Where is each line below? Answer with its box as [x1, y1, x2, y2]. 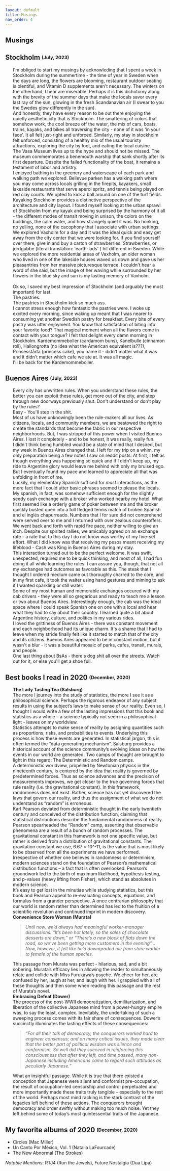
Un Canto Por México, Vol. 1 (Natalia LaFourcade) [12, 1144, 116, 1151]
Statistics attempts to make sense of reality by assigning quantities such [12, 724, 164, 731]
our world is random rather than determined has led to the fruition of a [12, 903, 160, 909]
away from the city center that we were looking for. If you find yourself [12, 235, 160, 241]
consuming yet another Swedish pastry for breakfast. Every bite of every [12, 316, 165, 322]
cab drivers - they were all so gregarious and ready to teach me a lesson [12, 593, 165, 600]
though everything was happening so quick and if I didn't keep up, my [12, 458, 159, 464]
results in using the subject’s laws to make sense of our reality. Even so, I [12, 703, 165, 709]
